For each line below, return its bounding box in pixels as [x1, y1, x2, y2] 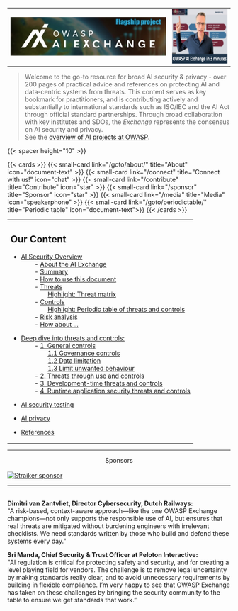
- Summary [34, 267, 69, 276]
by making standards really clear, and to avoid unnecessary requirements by [7, 573, 230, 582]
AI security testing [21, 400, 74, 408]
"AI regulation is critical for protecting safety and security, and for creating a [7, 558, 229, 567]
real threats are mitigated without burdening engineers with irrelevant [7, 522, 210, 530]
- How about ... [34, 320, 79, 328]
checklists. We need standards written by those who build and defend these [7, 529, 229, 538]
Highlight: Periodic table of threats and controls [47, 305, 186, 313]
